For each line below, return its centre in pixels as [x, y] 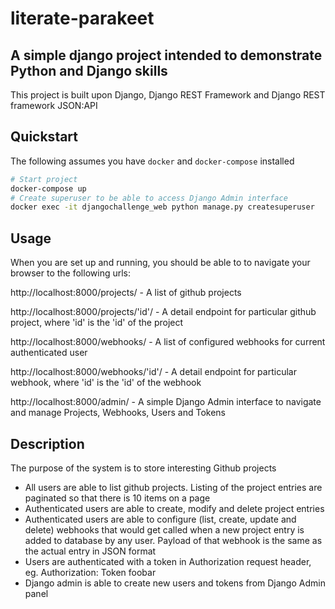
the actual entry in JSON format [90, 551]
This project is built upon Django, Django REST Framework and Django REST [168, 95]
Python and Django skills [89, 70]
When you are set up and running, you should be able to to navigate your [160, 263]
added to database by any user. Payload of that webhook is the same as [173, 540]
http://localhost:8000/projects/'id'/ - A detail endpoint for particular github [163, 312]
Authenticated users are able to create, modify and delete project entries [174, 508]
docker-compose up [48, 188]
